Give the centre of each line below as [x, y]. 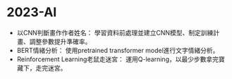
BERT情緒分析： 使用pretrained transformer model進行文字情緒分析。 [118, 50]
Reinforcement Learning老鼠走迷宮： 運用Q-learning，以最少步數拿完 [118, 59]
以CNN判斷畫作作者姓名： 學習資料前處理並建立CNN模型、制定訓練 [115, 32]
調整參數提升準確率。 [60, 41]
